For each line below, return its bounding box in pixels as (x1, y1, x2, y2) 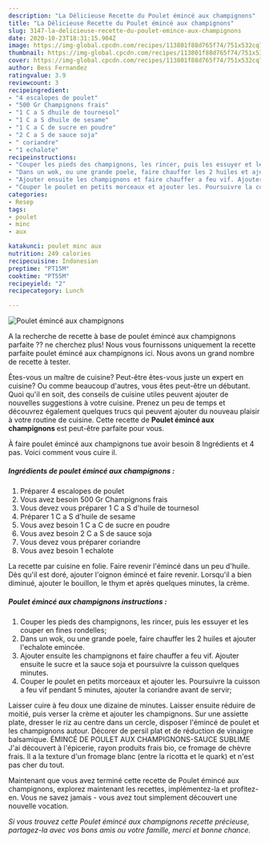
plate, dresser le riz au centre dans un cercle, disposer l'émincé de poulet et (8, 718, 260, 728)
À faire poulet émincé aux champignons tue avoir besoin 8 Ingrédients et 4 (8, 439, 255, 449)
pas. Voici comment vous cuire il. (8, 448, 118, 458)
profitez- (229, 785, 259, 794)
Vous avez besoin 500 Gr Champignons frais (19, 494, 168, 505)
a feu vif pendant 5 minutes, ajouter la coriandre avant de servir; (19, 685, 232, 695)
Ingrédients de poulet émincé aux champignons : (8, 466, 175, 475)
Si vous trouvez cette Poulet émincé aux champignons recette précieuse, (8, 817, 250, 826)
